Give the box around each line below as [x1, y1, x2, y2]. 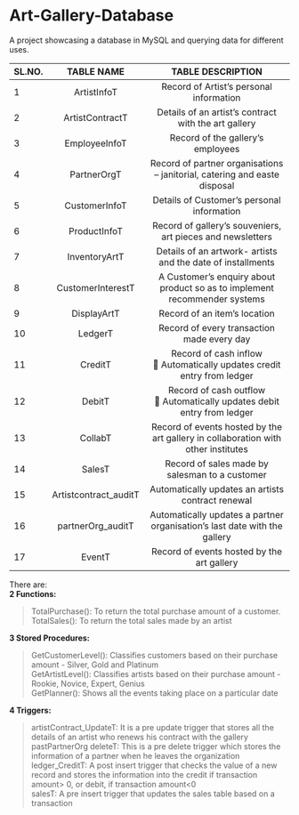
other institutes [185, 442, 249, 455]
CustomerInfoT [64, 199, 127, 212]
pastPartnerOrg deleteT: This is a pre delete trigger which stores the [30, 740, 281, 752]
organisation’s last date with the [150, 520, 283, 532]
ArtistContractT [63, 111, 128, 124]
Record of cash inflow [171, 347, 263, 359]
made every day [182, 333, 251, 345]
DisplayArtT [70, 307, 120, 319]
